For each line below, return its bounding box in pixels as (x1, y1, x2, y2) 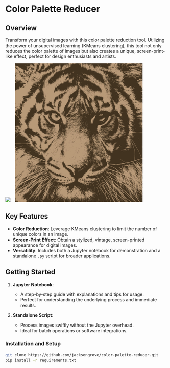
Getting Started (5, 268, 56, 276)
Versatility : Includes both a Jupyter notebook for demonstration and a (12, 247, 161, 253)
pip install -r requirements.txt (5, 358, 77, 363)
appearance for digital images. (12, 242, 78, 248)
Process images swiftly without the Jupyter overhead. (20, 322, 134, 328)
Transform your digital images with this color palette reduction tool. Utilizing (5, 37, 165, 43)
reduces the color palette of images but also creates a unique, (5, 48, 136, 54)
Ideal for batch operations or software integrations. (20, 327, 128, 333)
